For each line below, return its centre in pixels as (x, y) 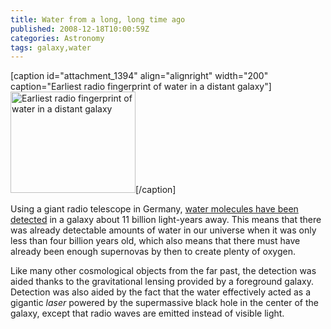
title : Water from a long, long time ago (98, 19)
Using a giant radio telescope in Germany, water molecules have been (154, 209)
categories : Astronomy (57, 38)
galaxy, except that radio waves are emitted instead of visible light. (147, 313)
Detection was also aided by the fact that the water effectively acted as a (161, 292)
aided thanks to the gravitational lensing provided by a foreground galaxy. (162, 282)
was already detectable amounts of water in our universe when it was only (163, 230)
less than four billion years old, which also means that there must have (155, 241)
